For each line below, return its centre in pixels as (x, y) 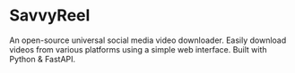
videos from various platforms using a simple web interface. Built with (138, 49)
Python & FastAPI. (43, 59)
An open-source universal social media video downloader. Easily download (148, 40)
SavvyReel (50, 16)
